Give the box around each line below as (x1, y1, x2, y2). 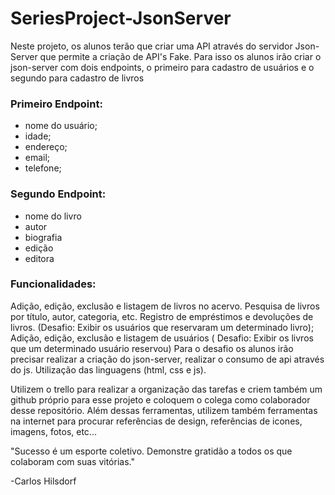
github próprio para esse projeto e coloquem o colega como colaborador (10, 393, 311, 406)
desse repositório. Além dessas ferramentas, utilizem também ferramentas (10, 404, 318, 416)
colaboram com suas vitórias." (10, 455, 135, 467)
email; (24, 152, 51, 164)
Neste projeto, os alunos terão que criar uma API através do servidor (10, 40, 293, 52)
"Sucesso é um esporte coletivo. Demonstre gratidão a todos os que (10, 445, 293, 457)
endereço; (24, 141, 68, 153)
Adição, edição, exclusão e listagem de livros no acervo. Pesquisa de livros (10, 300, 320, 312)
